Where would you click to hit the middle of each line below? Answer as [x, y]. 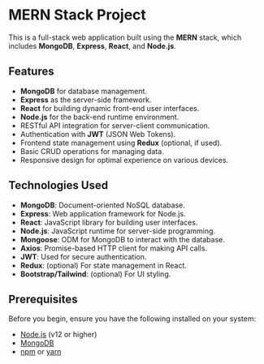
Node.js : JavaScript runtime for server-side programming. [118, 231]
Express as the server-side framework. [86, 100]
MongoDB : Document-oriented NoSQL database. [102, 205]
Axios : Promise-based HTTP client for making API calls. [114, 248]
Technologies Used [58, 185]
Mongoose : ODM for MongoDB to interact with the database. [122, 239]
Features [31, 72]
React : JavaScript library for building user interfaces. [109, 222]
